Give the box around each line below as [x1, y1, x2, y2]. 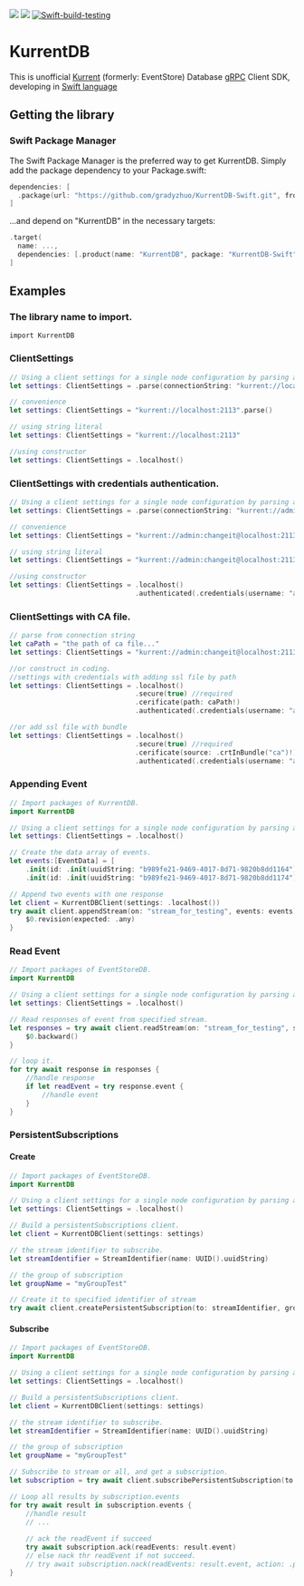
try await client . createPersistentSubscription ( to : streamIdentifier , [9, 1304, 281, 1313]
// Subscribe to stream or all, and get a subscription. [9, 1467, 229, 1477]
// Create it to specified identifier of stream [9, 1295, 196, 1305]
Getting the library [9, 107, 115, 122]
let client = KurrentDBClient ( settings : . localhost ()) [9, 898, 221, 907]
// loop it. [9, 1056, 54, 1065]
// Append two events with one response [9, 890, 165, 899]
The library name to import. [9, 311, 133, 324]
